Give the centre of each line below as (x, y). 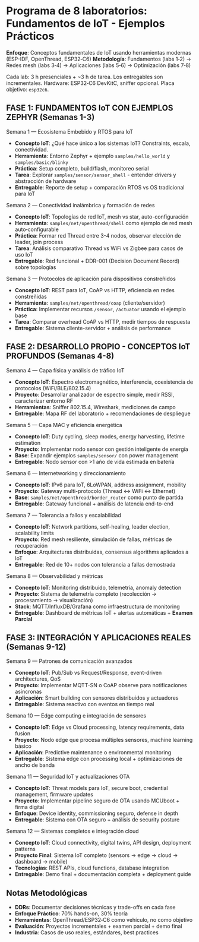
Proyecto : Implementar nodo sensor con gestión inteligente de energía (101, 449)
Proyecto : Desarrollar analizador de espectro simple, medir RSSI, (94, 394)
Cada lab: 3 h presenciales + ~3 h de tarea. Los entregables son (85, 77)
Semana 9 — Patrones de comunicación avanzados (69, 661)
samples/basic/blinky (41, 162)
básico (23, 746)
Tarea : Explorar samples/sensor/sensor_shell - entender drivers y (95, 175)
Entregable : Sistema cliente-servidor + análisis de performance (93, 328)
